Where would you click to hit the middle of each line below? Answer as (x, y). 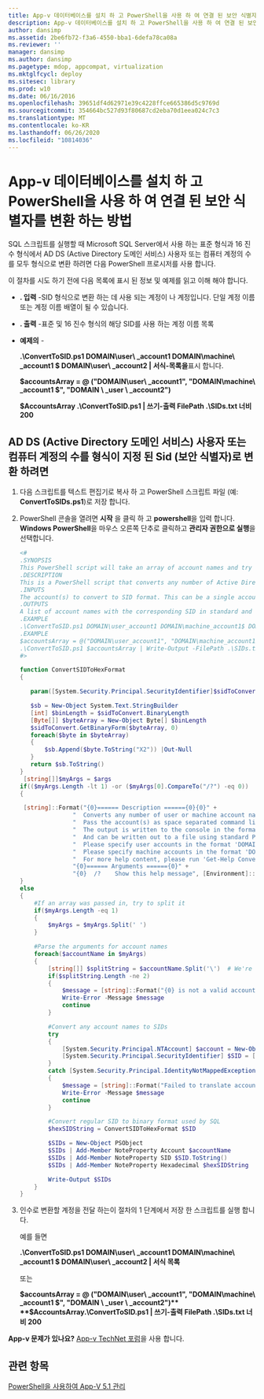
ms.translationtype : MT (47, 118)
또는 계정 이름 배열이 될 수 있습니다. (74, 307)
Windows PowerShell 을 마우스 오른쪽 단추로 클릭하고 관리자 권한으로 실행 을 (137, 528)
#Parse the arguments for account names (101, 947)
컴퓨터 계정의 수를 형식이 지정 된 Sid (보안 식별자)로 (125, 457)
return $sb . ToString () (67, 765)
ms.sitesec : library (42, 81)
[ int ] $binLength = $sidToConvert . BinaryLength (110, 713)
